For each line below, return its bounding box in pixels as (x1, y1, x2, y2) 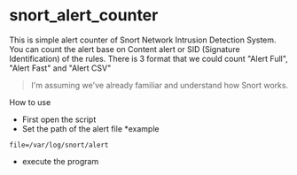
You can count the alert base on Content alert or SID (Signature (9, 43, 241, 54)
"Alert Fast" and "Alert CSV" (9, 63, 112, 73)
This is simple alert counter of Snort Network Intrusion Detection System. (9, 34, 277, 45)
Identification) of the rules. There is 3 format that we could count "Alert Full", (9, 53, 288, 64)
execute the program (21, 156, 99, 166)
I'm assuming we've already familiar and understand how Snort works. (30, 80, 289, 90)
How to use (9, 96, 51, 107)
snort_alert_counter (9, 5, 159, 26)
